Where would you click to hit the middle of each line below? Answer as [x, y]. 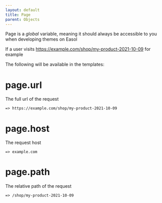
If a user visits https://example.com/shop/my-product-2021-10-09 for [78, 49]
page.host [28, 128]
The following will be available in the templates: [55, 65]
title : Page [18, 15]
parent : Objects [22, 19]
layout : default [22, 10]
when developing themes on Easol [41, 39]
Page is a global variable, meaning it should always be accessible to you [81, 34]
